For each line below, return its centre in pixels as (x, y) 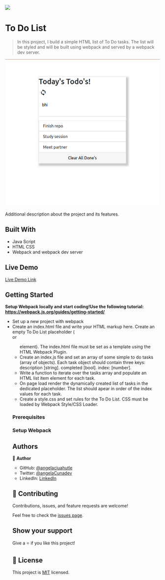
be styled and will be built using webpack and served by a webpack (86, 47)
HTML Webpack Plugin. (43, 352)
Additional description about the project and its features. (62, 214)
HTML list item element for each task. (57, 378)
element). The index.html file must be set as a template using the (85, 347)
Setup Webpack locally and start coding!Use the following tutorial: (74, 307)
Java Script (24, 241)
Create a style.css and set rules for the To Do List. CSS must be (84, 399)
